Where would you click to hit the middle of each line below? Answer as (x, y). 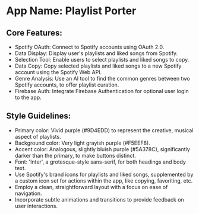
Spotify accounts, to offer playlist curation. (67, 85)
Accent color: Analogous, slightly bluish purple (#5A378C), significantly (102, 149)
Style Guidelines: (39, 116)
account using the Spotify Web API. (58, 72)
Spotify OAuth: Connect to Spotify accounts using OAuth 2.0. (89, 47)
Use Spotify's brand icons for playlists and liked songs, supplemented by (104, 174)
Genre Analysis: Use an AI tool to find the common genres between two (102, 79)
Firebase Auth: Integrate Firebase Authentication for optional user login (102, 91)
